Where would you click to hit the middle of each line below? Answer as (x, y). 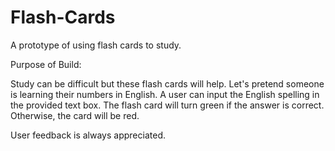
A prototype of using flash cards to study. (96, 45)
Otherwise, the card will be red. (75, 115)
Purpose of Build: (46, 64)
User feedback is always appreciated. (88, 135)
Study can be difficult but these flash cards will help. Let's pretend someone (167, 83)
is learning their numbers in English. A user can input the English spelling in (165, 94)
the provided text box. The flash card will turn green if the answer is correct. (167, 105)
